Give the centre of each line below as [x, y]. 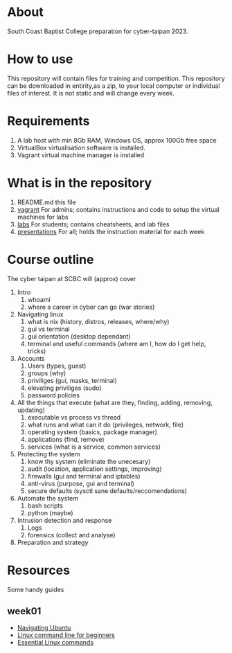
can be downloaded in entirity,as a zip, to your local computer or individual [114, 86]
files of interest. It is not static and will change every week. [91, 93]
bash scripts [45, 506]
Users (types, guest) [57, 366]
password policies [53, 395]
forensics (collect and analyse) [71, 535]
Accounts [31, 358]
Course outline [51, 259]
